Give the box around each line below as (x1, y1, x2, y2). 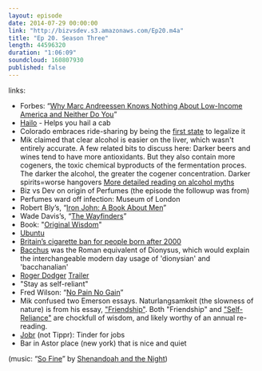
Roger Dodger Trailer (19, 270, 89, 280)
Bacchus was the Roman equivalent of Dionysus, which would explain (19, 245, 250, 255)
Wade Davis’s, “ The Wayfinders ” (19, 211, 127, 220)
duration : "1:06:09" (8, 49, 77, 57)
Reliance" (19, 313, 52, 322)
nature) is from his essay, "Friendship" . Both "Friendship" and (19, 304, 222, 314)
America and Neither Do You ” (19, 109, 117, 119)
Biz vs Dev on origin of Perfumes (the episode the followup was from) (19, 185, 250, 195)
